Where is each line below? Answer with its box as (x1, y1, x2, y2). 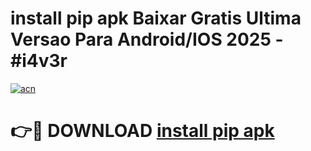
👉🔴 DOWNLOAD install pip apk (10, 120, 275, 142)
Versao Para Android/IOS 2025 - (10, 28, 284, 51)
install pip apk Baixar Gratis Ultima (10, 7, 302, 30)
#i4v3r (10, 50, 68, 72)
